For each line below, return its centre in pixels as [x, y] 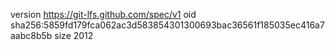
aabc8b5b [31, 35]
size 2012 [74, 35]
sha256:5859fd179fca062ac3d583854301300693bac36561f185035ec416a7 [167, 25]
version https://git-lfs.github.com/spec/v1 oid [103, 14]
